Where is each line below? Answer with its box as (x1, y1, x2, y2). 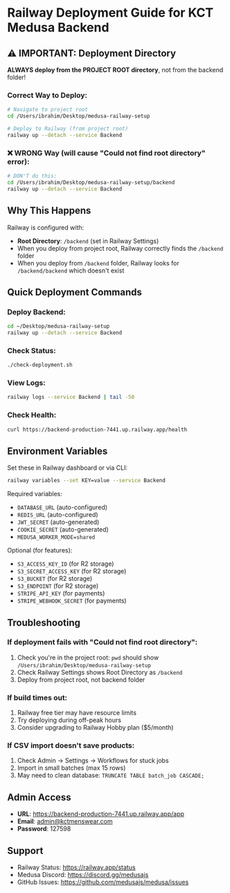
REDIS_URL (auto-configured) (17, 511, 98, 519)
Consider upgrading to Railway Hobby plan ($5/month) (17, 723, 174, 732)
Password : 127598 (17, 825, 71, 833)
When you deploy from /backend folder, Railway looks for (17, 259, 179, 267)
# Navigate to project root (7, 106, 89, 113)
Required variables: (7, 490, 62, 498)
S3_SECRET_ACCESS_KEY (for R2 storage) (17, 567, 127, 575)
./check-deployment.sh (7, 361, 73, 369)
